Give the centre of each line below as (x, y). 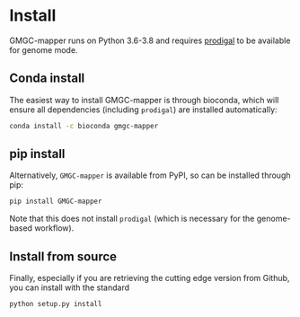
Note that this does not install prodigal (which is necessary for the (132, 219)
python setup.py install (56, 304)
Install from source (63, 256)
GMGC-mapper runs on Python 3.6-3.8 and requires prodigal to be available (150, 40)
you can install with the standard (70, 287)
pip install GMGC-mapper (56, 202)
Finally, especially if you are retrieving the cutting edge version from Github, (150, 278)
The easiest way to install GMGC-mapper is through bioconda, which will (144, 100)
